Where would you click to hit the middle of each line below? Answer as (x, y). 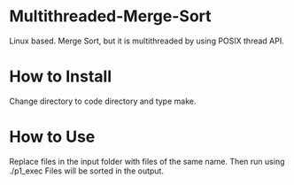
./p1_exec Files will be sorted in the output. (86, 171)
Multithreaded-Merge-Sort (110, 16)
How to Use (52, 137)
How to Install (61, 77)
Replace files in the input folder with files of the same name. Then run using (147, 161)
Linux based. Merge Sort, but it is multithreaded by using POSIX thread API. (147, 41)
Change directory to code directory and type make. (103, 101)
